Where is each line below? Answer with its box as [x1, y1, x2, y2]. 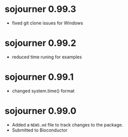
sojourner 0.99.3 [4, 3, 76, 15]
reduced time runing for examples [11, 54, 82, 60]
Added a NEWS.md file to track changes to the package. [11, 122, 123, 128]
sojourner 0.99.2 [4, 37, 76, 49]
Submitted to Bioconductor [11, 127, 68, 133]
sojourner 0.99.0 [4, 106, 76, 117]
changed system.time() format [11, 88, 74, 94]
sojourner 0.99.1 [4, 71, 74, 83]
